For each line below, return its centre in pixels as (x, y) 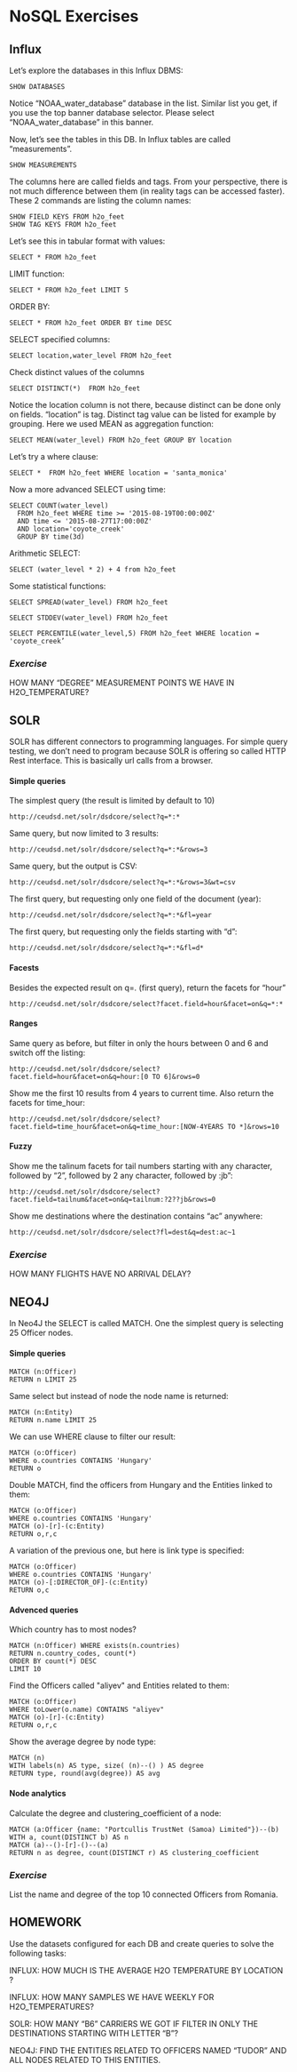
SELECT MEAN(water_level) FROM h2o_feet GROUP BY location (121, 440)
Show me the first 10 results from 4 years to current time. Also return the (142, 1093)
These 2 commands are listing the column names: (100, 200)
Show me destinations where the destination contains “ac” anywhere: (136, 1216)
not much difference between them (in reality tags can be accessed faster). (147, 191)
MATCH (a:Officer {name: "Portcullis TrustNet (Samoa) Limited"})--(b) (144, 1829)
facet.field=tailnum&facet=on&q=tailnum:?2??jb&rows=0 (113, 1199)
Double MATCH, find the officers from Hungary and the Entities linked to (141, 1485)
